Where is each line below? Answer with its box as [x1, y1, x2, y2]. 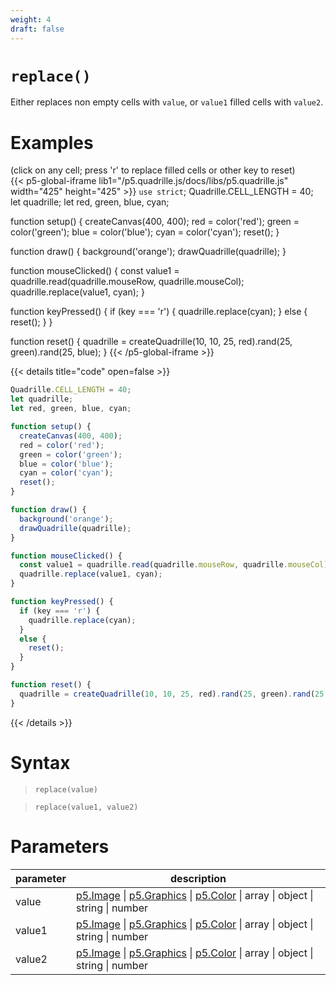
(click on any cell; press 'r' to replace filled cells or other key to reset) [10, 164, 296, 176]
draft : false [10, 24, 65, 34]
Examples [10, 131, 94, 154]
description [170, 871, 227, 885]
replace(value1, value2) [34, 802, 139, 812]
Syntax [10, 751, 71, 774]
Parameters [10, 835, 110, 858]
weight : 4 [10, 14, 52, 25]
